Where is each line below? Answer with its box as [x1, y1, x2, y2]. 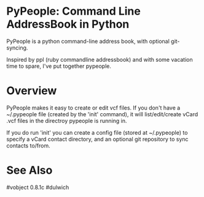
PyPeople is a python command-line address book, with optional [6, 37, 170, 45]
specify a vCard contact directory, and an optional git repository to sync [6, 135, 189, 143]
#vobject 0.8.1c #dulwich [6, 184, 69, 191]
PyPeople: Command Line [6, 4, 141, 18]
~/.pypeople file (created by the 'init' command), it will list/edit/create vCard [6, 110, 198, 117]
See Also [6, 163, 53, 177]
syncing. [6, 44, 28, 51]
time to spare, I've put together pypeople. [6, 62, 112, 70]
